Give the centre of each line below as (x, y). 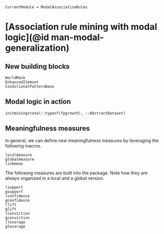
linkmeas (14, 164)
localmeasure (19, 155)
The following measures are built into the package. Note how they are (77, 173)
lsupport (14, 187)
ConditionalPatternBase (30, 87)
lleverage (15, 222)
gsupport (14, 192)
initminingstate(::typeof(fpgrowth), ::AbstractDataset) (65, 113)
